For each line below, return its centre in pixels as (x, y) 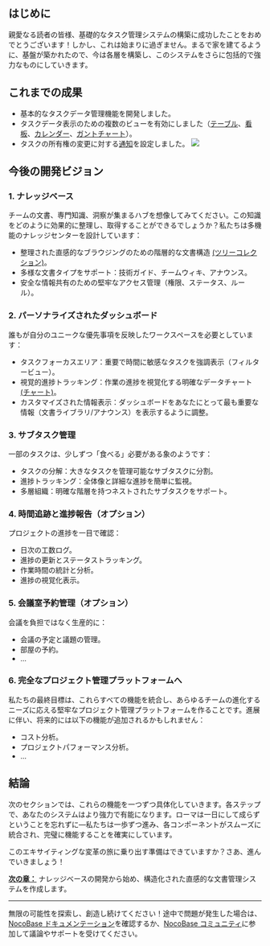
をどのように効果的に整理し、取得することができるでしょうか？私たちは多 (131, 225)
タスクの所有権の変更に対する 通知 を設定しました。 (104, 143)
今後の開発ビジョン (56, 172)
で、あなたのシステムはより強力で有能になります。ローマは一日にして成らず (134, 814)
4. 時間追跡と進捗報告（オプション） (79, 514)
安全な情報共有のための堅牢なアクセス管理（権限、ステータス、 (125, 282)
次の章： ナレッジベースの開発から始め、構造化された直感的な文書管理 (125, 878)
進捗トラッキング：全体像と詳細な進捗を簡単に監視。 (108, 481)
